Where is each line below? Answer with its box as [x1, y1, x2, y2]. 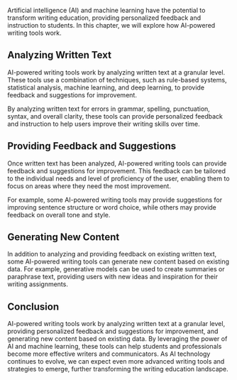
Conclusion [7, 300, 60, 313]
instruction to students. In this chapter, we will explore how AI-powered [7, 21, 216, 29]
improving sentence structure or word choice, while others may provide [7, 202, 216, 212]
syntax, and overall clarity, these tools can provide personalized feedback [7, 112, 224, 120]
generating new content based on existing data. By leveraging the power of [7, 335, 228, 343]
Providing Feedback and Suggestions [7, 140, 176, 152]
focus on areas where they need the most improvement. [7, 181, 172, 190]
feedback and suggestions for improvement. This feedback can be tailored [7, 166, 226, 175]
